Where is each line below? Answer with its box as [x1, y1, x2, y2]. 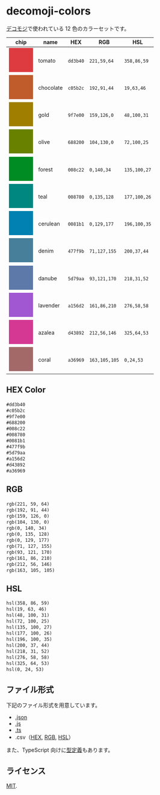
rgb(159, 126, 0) [6, 513, 50, 519]
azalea [38, 329, 55, 336]
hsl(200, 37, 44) [6, 643, 50, 649]
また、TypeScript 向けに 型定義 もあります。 [6, 746, 114, 754]
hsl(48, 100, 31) [6, 612, 50, 618]
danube [38, 274, 57, 281]
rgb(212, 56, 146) [6, 561, 52, 567]
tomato [38, 57, 56, 64]
